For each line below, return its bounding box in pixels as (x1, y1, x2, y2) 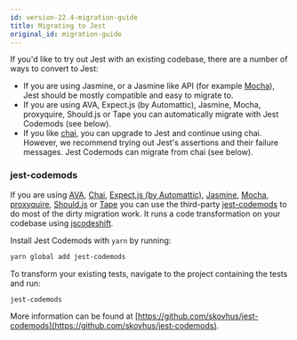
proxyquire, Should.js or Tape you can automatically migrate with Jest (22, 109, 279, 120)
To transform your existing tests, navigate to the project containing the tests (10, 268, 288, 279)
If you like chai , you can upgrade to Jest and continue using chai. (22, 128, 262, 139)
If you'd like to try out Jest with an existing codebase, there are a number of (10, 54, 288, 65)
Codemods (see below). (22, 118, 112, 129)
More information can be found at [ (10, 311, 139, 321)
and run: (10, 278, 41, 288)
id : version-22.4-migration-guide (10, 12, 139, 22)
